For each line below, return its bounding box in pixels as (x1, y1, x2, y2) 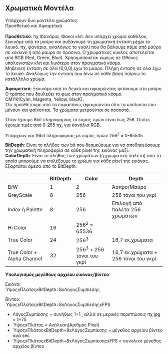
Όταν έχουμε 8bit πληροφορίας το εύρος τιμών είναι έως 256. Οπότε (5, 116, 150, 122)
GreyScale (7, 192, 32, 199)
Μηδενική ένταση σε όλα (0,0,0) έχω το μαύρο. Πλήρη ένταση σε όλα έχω (5, 65, 161, 71)
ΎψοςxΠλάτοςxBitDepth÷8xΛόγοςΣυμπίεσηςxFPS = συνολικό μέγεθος (12, 338, 161, 344)
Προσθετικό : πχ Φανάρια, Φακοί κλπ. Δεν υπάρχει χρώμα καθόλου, (5, 33, 148, 39)
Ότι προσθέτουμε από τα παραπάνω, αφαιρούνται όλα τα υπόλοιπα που (5, 101, 156, 107)
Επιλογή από (111, 200, 142, 207)
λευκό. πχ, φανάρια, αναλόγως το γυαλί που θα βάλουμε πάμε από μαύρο (5, 44, 161, 50)
